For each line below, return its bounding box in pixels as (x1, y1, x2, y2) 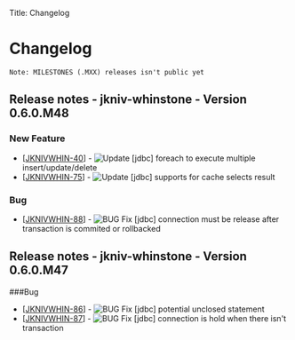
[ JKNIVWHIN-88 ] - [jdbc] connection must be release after (21, 213, 280, 225)
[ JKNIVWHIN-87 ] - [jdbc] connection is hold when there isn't (21, 312, 287, 323)
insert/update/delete (21, 162, 98, 172)
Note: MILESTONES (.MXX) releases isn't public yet (9, 67, 204, 76)
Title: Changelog (9, 8, 70, 18)
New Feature (9, 132, 66, 145)
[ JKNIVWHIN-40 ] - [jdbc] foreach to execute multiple (21, 153, 256, 163)
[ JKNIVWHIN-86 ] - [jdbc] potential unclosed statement (21, 304, 265, 314)
